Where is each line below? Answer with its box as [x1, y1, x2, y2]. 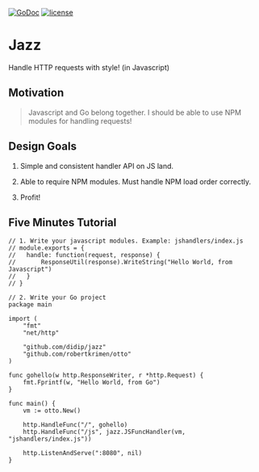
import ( [8, 315, 38, 323]
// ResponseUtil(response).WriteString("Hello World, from [8, 259, 232, 267]
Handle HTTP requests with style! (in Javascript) [8, 62, 170, 72]
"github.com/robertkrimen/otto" [23, 350, 132, 359]
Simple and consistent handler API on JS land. [19, 161, 174, 171]
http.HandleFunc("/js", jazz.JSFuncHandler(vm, [23, 428, 186, 436]
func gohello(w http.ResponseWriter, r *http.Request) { [8, 372, 204, 380]
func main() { [8, 400, 56, 408]
